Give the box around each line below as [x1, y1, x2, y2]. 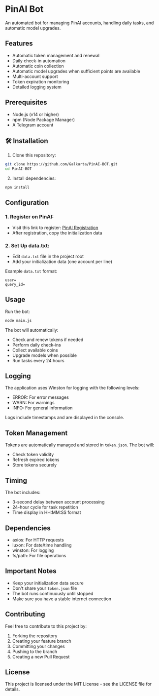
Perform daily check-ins [12, 342, 62, 348]
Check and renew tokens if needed [12, 337, 84, 343]
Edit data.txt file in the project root [12, 253, 84, 259]
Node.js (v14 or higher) [12, 111, 59, 117]
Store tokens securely [12, 462, 57, 468]
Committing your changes [12, 643, 65, 649]
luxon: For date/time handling [12, 542, 72, 548]
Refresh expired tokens [12, 457, 60, 463]
